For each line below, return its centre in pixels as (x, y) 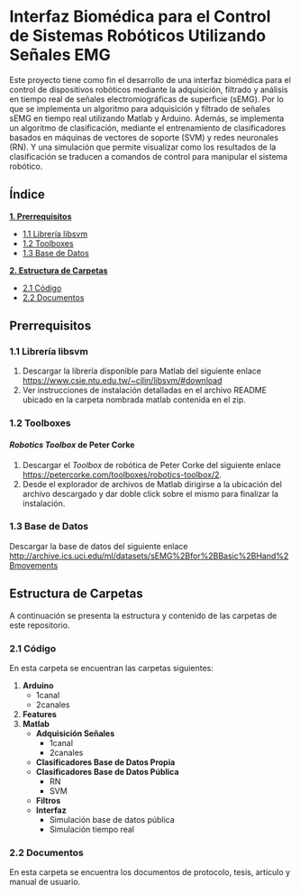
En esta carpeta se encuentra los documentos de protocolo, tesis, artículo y (150, 872)
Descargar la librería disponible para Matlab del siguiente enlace (141, 371)
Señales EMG (60, 55)
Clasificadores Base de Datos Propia (105, 762)
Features (39, 714)
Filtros (48, 800)
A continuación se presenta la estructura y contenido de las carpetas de (143, 615)
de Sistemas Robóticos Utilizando (138, 36)
